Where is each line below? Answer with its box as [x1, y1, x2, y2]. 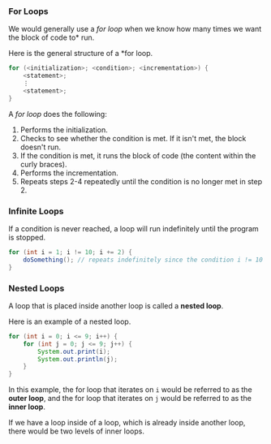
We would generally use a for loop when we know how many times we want [8, 24, 262, 34]
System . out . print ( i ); [37, 347, 111, 356]
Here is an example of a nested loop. [8, 317, 131, 326]
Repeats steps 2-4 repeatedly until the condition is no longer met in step [19, 176, 262, 186]
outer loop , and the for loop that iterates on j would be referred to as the [8, 394, 252, 403]
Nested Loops [8, 282, 65, 294]
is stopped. [8, 232, 46, 242]
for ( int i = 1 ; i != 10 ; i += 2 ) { [8, 248, 132, 256]
